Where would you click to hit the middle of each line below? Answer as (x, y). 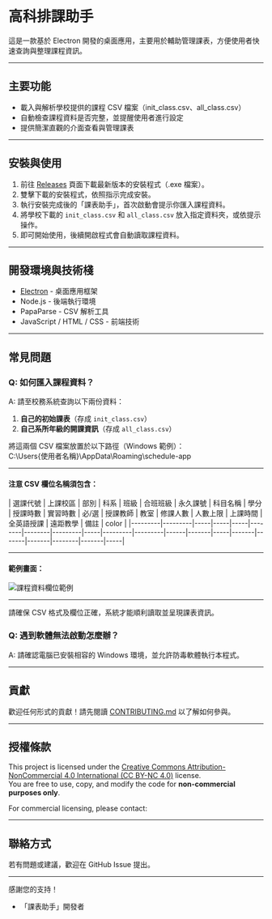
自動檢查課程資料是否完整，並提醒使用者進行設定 (102, 117)
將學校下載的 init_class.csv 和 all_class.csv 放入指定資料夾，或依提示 (140, 215)
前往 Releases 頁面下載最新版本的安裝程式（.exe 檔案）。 (114, 184)
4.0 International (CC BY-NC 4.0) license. (133, 776)
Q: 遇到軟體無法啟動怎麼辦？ (64, 636)
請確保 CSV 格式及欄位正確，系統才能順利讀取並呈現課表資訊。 (113, 613)
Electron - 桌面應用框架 (59, 291)
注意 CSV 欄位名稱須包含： (53, 483)
